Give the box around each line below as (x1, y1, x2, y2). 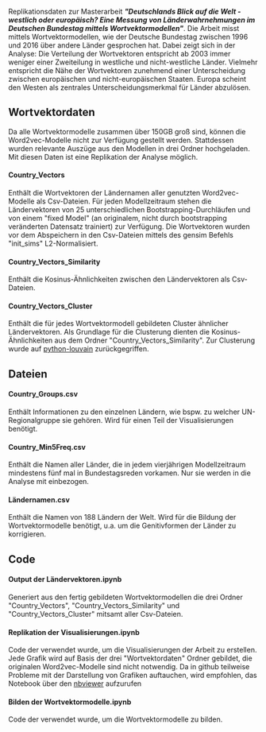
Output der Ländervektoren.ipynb (8, 575, 122, 584)
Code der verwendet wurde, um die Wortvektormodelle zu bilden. (8, 715, 223, 724)
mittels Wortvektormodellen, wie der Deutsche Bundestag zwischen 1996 (8, 32, 249, 41)
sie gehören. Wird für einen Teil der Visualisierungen (62, 416, 234, 425)
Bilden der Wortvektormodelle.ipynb (8, 697, 132, 707)
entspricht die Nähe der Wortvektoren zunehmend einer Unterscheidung (8, 66, 246, 75)
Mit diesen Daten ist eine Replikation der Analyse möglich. (8, 152, 199, 161)
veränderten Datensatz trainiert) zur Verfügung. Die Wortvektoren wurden (8, 222, 250, 231)
